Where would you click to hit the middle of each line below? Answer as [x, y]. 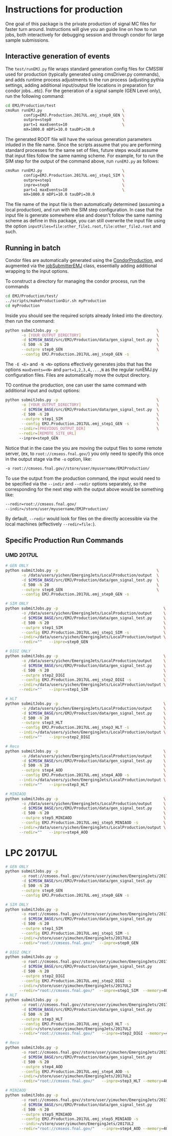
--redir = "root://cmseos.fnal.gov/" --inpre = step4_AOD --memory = [91, 1129]
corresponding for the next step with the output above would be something [84, 489]
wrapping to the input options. [37, 271]
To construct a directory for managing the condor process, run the [75, 281]
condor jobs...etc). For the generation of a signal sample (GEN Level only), [83, 91]
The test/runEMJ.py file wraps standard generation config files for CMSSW [84, 68]
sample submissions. [27, 40]
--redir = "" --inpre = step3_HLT [53, 784]
